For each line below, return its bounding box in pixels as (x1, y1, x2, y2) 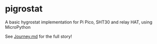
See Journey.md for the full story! (5, 33, 72, 39)
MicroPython (5, 24, 31, 30)
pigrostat (5, 3, 43, 14)
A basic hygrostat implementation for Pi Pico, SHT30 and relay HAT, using (5, 19, 153, 25)
